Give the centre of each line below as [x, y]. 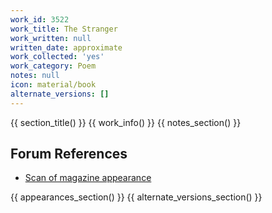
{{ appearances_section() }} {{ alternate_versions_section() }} [136, 197]
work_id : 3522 [40, 19]
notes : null [35, 76]
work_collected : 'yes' [57, 57]
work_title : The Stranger [64, 29]
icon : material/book [53, 85]
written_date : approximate [66, 47]
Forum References [69, 154]
